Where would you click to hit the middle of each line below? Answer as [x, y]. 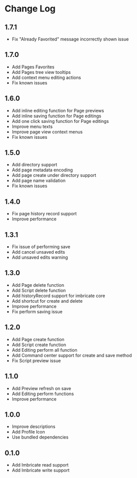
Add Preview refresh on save [41, 388]
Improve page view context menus [47, 132]
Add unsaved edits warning [40, 257]
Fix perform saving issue [37, 311]
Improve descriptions [34, 427]
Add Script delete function [39, 290]
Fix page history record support [44, 214]
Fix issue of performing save [41, 247]
